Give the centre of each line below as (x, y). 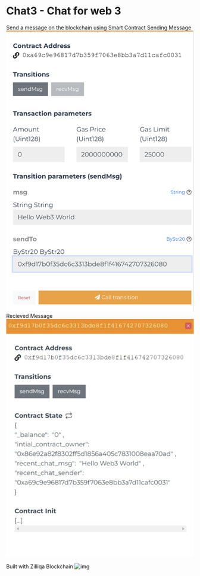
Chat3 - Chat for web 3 (64, 11)
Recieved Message (29, 316)
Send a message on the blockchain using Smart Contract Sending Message (99, 27)
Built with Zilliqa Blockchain (40, 566)
